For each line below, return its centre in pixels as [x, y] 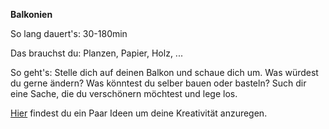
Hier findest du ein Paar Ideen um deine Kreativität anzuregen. [139, 113]
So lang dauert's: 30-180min [69, 33]
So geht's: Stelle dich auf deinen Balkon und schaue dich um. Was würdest [164, 72]
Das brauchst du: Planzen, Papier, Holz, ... [96, 53]
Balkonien [31, 14]
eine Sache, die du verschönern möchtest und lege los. [124, 93]
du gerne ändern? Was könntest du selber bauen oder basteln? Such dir [158, 83]
